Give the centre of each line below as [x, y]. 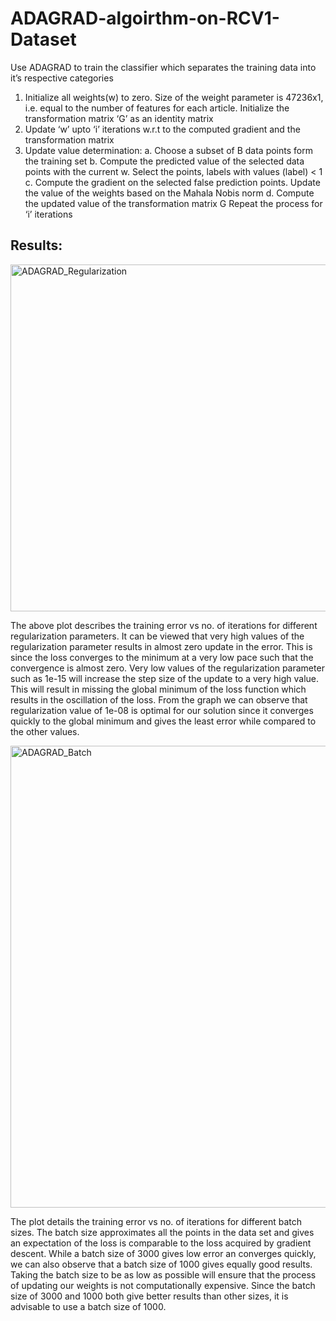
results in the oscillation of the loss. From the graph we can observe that [159, 699]
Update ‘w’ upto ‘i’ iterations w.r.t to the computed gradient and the [162, 129]
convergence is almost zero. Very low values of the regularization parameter [167, 668]
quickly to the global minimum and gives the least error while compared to [163, 721]
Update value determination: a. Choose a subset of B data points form [168, 150]
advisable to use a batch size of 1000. [88, 1306]
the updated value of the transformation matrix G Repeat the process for [173, 203]
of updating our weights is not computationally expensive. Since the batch [163, 1285]
